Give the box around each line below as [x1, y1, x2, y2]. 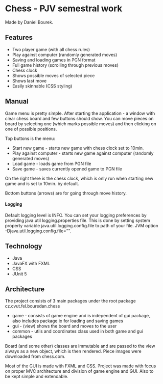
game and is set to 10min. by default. [5, 180, 79, 187]
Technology [5, 242, 43, 250]
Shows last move [12, 78, 47, 83]
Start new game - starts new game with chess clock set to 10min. [12, 145, 144, 151]
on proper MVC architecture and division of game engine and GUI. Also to [5, 368, 154, 374]
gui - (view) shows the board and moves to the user [12, 323, 117, 329]
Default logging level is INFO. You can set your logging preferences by [5, 212, 147, 218]
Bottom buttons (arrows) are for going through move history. [5, 190, 127, 196]
